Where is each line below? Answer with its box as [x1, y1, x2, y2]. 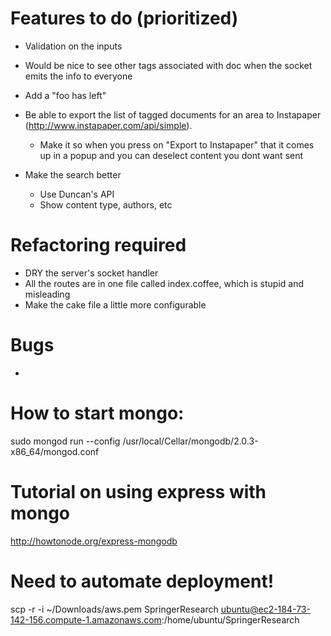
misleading [24, 288, 71, 300]
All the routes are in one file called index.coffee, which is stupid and [24, 277, 304, 289]
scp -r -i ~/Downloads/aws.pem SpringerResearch [10, 603, 219, 615]
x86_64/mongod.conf [10, 445, 100, 457]
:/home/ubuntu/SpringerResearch [161, 613, 300, 626]
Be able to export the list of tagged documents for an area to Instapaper [24, 108, 322, 121]
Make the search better [24, 168, 122, 181]
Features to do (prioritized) [10, 7, 239, 30]
